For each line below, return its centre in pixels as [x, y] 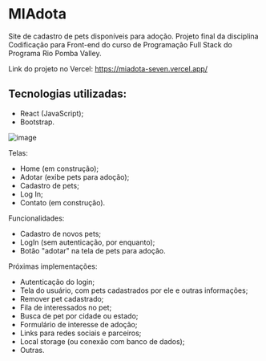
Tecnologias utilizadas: [67, 94]
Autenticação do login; [57, 282]
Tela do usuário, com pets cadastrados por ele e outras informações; [134, 290]
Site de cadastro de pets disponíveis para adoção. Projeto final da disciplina [133, 36]
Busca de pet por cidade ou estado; [79, 316]
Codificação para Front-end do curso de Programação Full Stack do [120, 44]
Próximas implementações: [53, 266]
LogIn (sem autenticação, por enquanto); [87, 242]
